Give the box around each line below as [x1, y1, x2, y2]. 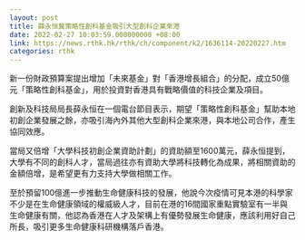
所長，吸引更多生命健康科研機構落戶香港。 [9, 221, 169, 232]
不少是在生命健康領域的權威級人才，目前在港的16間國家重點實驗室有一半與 [9, 198, 289, 209]
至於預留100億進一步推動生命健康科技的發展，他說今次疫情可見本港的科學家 [9, 187, 293, 198]
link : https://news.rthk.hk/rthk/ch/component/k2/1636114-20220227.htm [9, 38, 286, 48]
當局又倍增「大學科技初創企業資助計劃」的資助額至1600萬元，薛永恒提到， [9, 146, 290, 157]
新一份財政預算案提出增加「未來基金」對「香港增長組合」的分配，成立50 [9, 73, 282, 84]
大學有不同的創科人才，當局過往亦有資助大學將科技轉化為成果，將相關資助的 [9, 157, 296, 168]
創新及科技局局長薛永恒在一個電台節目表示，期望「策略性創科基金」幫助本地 [9, 103, 296, 114]
